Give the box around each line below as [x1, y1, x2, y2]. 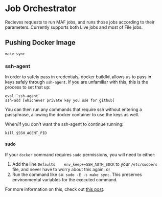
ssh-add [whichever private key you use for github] [5, 98, 115, 103]
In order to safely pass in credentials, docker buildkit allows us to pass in [5, 74, 152, 80]
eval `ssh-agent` [5, 94, 41, 99]
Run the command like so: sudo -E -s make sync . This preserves [12, 172, 142, 177]
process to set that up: [5, 84, 50, 90]
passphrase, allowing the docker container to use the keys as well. [5, 112, 139, 118]
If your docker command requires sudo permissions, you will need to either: [5, 152, 156, 158]
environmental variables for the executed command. [12, 177, 118, 183]
